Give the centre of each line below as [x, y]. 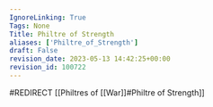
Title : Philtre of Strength [62, 34]
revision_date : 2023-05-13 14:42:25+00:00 [90, 59]
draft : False [34, 51]
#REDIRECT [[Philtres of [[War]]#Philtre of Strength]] [107, 92]
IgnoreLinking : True [48, 17]
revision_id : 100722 [48, 68]
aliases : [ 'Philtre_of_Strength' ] [74, 42]
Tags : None [30, 26]
